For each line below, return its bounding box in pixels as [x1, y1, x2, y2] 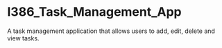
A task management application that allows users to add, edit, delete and [7, 27, 215, 35]
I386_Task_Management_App [7, 4, 182, 20]
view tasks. [7, 34, 40, 42]
